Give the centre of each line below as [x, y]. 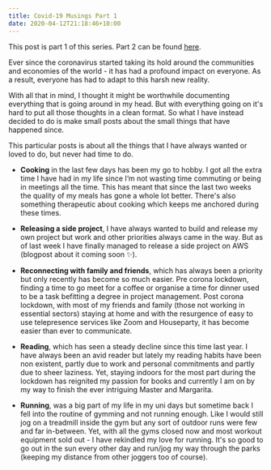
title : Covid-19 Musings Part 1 [63, 16]
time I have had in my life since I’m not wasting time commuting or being [140, 178]
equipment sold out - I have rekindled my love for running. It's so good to [142, 439]
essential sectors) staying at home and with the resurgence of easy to [136, 314]
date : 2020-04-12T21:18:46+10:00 [65, 23]
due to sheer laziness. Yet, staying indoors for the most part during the [138, 372]
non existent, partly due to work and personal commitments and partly [137, 363]
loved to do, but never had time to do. [71, 154]
